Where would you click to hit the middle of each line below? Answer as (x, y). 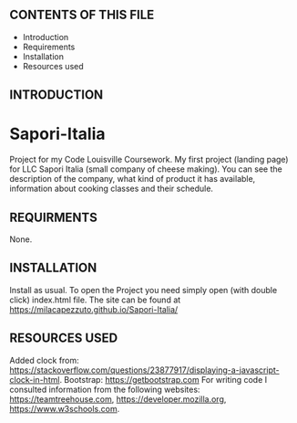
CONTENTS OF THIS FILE (82, 15)
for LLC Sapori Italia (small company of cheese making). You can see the (146, 169)
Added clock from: (44, 360)
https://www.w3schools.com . (65, 408)
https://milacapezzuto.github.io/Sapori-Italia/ (94, 309)
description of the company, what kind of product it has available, (133, 179)
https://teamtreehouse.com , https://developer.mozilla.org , (118, 399)
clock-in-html (35, 379)
